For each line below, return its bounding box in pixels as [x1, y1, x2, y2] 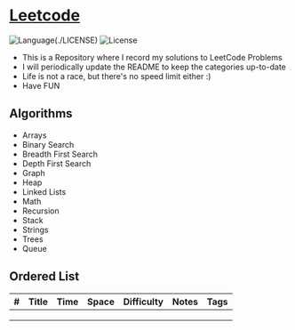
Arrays [21, 130, 47, 141]
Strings [21, 224, 49, 235]
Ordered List [9, 269, 80, 285]
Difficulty [123, 295, 164, 308]
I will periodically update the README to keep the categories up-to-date [21, 61, 286, 72]
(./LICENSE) [54, 35, 99, 45]
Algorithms [9, 106, 73, 121]
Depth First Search [21, 157, 92, 169]
